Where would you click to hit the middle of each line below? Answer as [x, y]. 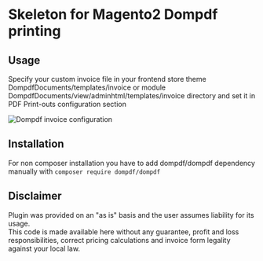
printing [35, 31]
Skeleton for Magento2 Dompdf [113, 15]
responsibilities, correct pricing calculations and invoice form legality [119, 240]
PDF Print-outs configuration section [68, 104]
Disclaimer [35, 196]
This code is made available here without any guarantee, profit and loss [124, 232]
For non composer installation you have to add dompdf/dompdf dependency [131, 163]
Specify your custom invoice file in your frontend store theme [107, 79]
